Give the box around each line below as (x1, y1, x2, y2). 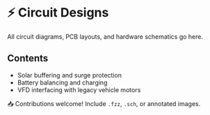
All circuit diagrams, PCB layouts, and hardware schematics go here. (7, 32, 204, 41)
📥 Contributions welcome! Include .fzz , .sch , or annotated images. (7, 99, 201, 107)
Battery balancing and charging (17, 78, 108, 87)
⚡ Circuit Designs (7, 5, 109, 21)
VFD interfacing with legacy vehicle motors (17, 85, 141, 94)
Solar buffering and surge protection (17, 71, 122, 79)
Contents (7, 53, 49, 64)
